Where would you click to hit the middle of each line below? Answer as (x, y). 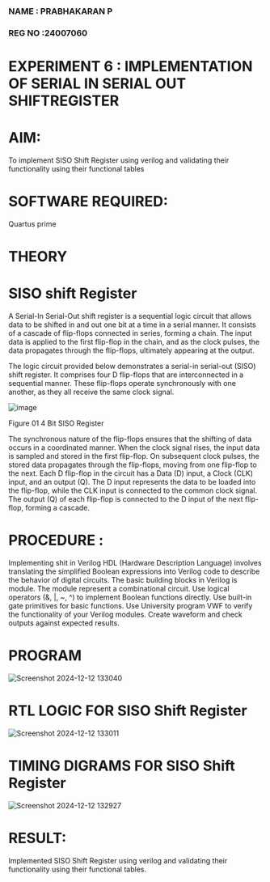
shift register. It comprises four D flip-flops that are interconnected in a (126, 375)
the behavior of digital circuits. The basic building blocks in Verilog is (123, 579)
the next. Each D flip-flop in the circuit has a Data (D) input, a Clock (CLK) (131, 473)
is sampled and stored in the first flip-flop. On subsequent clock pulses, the (134, 456)
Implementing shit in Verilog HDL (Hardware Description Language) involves (135, 562)
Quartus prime (32, 223)
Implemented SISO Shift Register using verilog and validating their (118, 860)
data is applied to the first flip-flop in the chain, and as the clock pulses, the (134, 342)
